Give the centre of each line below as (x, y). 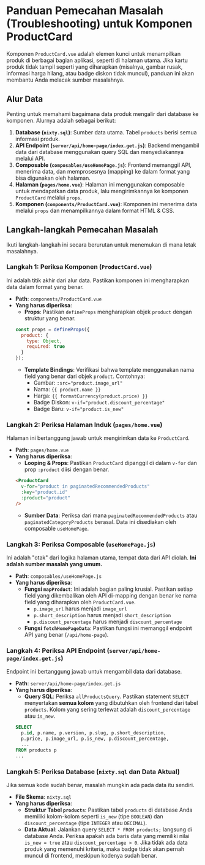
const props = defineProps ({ (52, 329)
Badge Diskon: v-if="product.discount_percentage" (99, 402)
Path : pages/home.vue (42, 450)
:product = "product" (46, 498)
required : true (46, 347)
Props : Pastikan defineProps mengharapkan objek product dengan (108, 312)
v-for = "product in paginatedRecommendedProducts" (85, 486)
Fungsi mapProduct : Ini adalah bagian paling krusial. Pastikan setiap (109, 589)
